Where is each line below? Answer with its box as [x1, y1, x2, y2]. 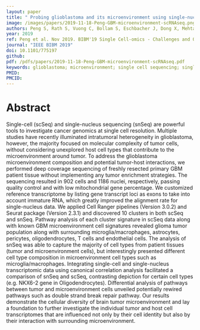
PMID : [6, 70, 20, 76]
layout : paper [6, 8, 42, 15]
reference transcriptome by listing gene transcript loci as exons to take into [6, 190, 190, 198]
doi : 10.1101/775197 [6, 48, 58, 54]
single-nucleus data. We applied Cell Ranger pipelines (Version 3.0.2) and [6, 203, 187, 211]
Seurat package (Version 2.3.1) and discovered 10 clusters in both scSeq [6, 209, 183, 217]
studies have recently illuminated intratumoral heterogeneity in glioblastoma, [6, 134, 193, 141]
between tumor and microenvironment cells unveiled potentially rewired [6, 286, 182, 293]
